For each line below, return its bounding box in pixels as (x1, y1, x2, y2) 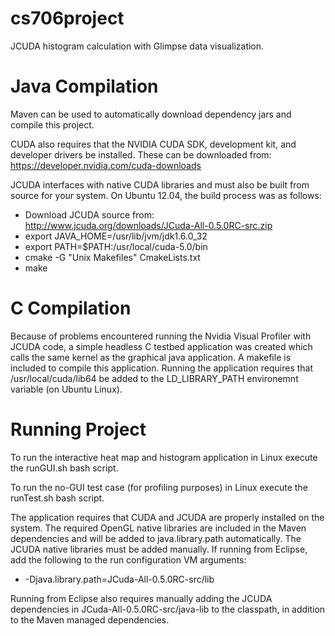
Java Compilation (10, 75, 159, 98)
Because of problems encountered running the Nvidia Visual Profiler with (10, 330, 312, 342)
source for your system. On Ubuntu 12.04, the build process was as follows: (10, 189, 322, 201)
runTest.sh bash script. (10, 492, 105, 504)
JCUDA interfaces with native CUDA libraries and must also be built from (10, 178, 310, 191)
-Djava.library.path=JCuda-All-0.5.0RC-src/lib (24, 573, 215, 585)
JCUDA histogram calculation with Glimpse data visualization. (10, 40, 265, 52)
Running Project (10, 418, 147, 441)
